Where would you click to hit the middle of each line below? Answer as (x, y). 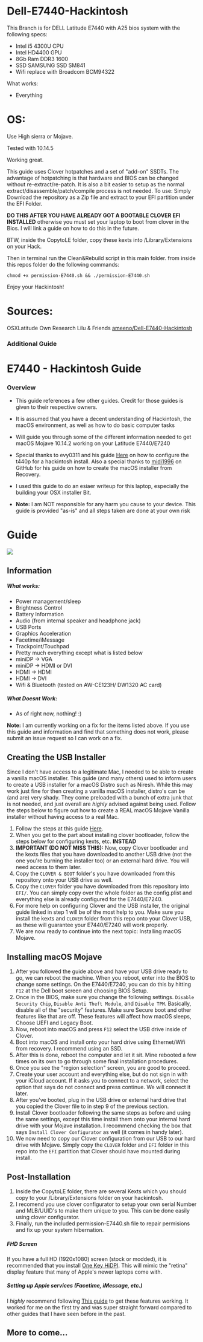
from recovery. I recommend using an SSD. (69, 1049)
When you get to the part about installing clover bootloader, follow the (102, 835)
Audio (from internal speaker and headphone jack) (78, 621)
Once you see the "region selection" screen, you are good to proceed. (103, 1068)
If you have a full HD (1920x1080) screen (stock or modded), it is (87, 1259)
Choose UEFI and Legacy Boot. (54, 1023)
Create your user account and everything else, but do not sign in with (101, 1074)
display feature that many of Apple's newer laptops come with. (84, 1272)
